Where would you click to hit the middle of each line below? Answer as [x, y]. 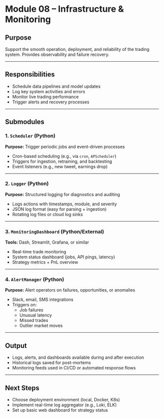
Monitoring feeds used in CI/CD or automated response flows [74, 368]
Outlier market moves [41, 326]
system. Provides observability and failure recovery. [57, 54]
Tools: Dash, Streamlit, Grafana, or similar [47, 242]
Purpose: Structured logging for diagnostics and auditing [63, 194]
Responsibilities [30, 74]
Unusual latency [36, 315]
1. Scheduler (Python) [30, 136]
